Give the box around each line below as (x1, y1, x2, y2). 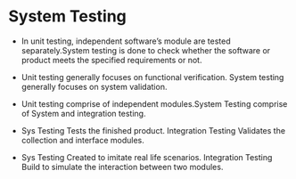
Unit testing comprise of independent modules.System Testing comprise (21, 98, 288, 109)
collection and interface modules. (21, 134, 144, 145)
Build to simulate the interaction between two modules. (21, 161, 224, 172)
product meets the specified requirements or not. (21, 54, 202, 65)
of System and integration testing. (21, 108, 146, 118)
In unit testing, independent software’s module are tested (21, 36, 231, 46)
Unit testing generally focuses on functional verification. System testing (21, 71, 284, 82)
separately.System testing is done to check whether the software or (21, 45, 271, 55)
